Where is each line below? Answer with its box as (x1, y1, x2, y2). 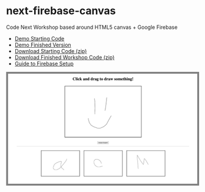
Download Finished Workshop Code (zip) (14, 54, 115, 61)
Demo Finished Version (14, 41, 72, 48)
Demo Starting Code (14, 35, 65, 42)
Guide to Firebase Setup (14, 60, 74, 67)
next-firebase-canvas (6, 4, 116, 18)
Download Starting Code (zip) (14, 47, 87, 54)
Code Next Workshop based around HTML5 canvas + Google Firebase (6, 24, 178, 31)
